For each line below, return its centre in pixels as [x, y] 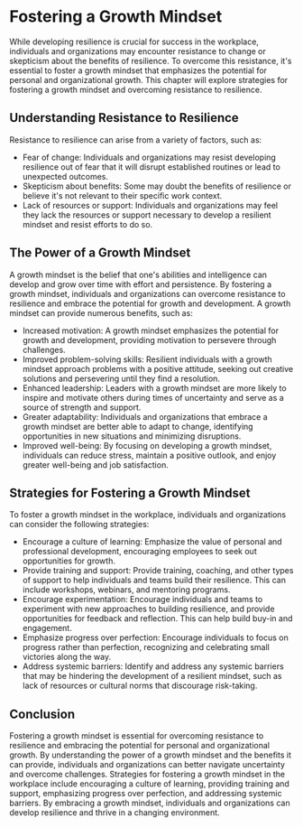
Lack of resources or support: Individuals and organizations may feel [150, 205]
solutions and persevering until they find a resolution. [121, 378]
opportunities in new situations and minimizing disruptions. [132, 436]
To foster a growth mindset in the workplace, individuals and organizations [148, 515]
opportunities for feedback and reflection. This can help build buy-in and [157, 618]
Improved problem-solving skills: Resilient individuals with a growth [147, 359]
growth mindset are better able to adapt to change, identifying [138, 426]
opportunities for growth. [69, 561]
